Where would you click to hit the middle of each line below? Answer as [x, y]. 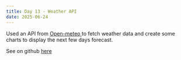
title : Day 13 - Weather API [41, 11]
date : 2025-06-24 [27, 17]
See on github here [29, 51]
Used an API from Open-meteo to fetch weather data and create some [90, 33]
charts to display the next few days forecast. [60, 40]
